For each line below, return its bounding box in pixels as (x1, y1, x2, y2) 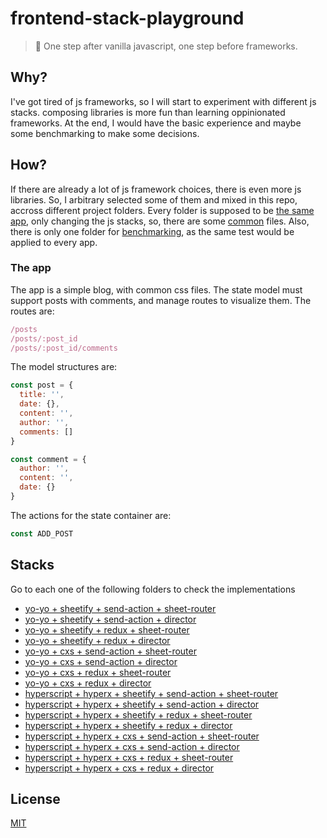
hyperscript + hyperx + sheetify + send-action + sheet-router (24, 687, 279, 699)
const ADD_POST (10, 528, 74, 539)
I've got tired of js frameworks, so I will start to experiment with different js (10, 95, 317, 107)
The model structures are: (10, 361, 118, 373)
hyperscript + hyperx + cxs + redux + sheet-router (24, 751, 234, 763)
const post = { (10, 380, 74, 391)
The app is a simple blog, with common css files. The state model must (10, 283, 303, 296)
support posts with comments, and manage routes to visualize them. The (10, 294, 312, 306)
